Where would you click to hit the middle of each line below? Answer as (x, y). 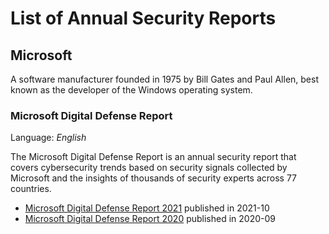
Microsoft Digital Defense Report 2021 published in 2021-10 (147, 208)
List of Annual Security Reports (143, 18)
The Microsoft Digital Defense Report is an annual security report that (153, 157)
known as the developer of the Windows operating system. (131, 90)
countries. (31, 189)
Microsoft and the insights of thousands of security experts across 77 (154, 178)
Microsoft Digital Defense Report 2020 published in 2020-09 (150, 219)
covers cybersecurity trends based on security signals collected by (149, 168)
